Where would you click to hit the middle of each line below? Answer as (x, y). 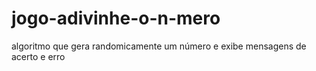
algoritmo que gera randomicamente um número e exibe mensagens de (159, 46)
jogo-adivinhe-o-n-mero (116, 18)
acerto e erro (38, 56)
